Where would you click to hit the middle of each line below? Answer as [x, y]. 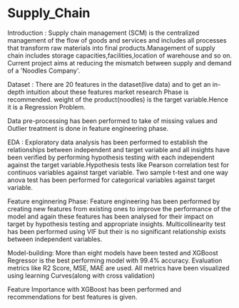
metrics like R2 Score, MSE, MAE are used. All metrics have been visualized [118, 267]
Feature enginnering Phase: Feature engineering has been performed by [114, 201]
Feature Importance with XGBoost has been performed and [95, 289]
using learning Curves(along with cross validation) [81, 275]
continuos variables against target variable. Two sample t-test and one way [118, 172]
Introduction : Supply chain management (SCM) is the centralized [103, 33]
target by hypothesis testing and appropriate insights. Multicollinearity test [117, 224]
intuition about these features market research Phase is [107, 92]
